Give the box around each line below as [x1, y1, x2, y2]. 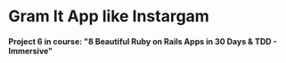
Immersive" [8, 45, 53, 56]
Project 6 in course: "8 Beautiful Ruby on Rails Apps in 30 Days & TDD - [8, 35, 277, 46]
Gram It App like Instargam [8, 6, 210, 27]
